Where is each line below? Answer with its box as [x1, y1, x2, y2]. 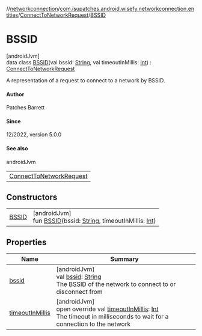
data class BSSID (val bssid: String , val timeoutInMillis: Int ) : [6, 58, 152, 66]
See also [6, 144, 28, 152]
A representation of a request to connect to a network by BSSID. [6, 76, 165, 84]
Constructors [6, 192, 58, 202]
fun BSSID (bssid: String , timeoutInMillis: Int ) [32, 216, 156, 225]
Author [6, 90, 25, 98]
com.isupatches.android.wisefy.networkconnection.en [60, 5, 195, 12]
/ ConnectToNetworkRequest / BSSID [17, 11, 106, 19]
